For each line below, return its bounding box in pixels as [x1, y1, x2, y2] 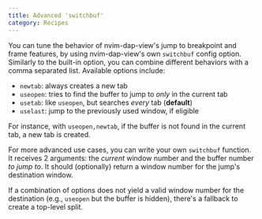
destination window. [8, 170, 73, 180]
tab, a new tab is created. [8, 129, 91, 139]
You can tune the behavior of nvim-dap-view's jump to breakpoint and [8, 40, 237, 50]
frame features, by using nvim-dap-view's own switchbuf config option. [8, 49, 242, 58]
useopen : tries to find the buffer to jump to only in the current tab [19, 89, 228, 98]
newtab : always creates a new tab [19, 80, 128, 91]
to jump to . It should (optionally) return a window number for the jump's [8, 161, 241, 171]
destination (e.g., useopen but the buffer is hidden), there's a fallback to [8, 194, 238, 203]
